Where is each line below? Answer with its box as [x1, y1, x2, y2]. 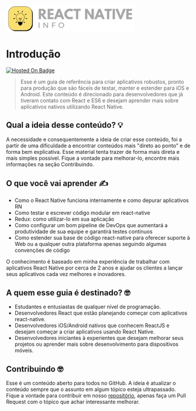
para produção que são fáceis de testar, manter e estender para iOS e [20, 84, 189, 92]
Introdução [6, 48, 61, 60]
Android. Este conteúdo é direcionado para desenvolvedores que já [20, 90, 183, 97]
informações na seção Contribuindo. [6, 160, 95, 168]
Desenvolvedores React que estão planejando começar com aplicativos [14, 309, 188, 316]
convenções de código [14, 247, 70, 254]
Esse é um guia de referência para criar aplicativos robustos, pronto [20, 78, 184, 85]
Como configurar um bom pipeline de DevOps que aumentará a [14, 222, 168, 229]
